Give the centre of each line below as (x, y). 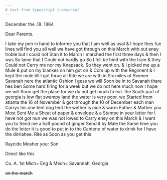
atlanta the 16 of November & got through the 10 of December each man (79, 102)
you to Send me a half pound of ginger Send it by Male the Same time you (81, 123)
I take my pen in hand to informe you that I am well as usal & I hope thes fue (83, 44)
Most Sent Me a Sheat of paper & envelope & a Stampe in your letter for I (80, 113)
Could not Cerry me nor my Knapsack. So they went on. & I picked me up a (82, 65)
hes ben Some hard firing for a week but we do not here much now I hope (81, 86)
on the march (19, 173)
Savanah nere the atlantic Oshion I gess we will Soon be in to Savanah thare (83, 81)
